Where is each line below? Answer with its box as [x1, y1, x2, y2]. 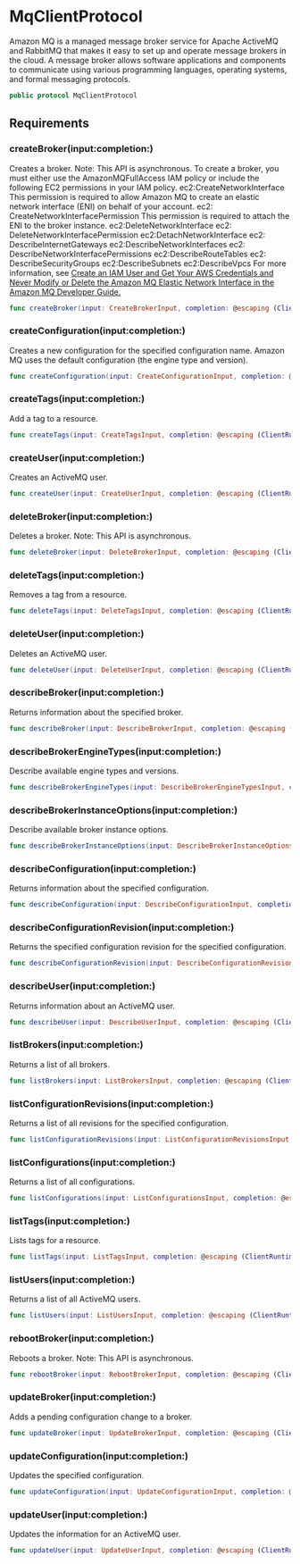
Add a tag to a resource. [9, 413, 98, 423]
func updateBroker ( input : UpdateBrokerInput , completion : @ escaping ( [9, 1428, 278, 1437]
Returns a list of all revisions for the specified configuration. [9, 1117, 229, 1128]
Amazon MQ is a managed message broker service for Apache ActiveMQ [9, 36, 279, 46]
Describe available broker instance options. [9, 824, 169, 835]
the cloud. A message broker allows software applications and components [9, 54, 287, 65]
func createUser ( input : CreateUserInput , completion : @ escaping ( [9, 489, 262, 498]
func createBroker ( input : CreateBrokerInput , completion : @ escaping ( [9, 304, 278, 313]
